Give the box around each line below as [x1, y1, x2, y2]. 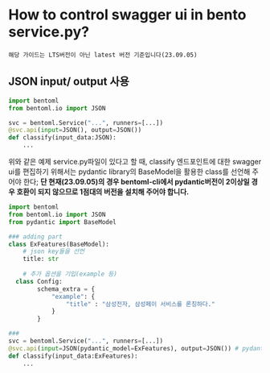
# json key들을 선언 [22, 247, 85, 255]
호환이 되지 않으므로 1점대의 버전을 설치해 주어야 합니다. [16, 187, 190, 197]
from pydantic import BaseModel [8, 218, 117, 226]
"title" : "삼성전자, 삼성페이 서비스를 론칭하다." [65, 300, 215, 308]
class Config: [15, 277, 63, 285]
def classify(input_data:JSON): [8, 134, 117, 142]
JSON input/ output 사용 [8, 75, 130, 89]
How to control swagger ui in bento [8, 6, 247, 24]
